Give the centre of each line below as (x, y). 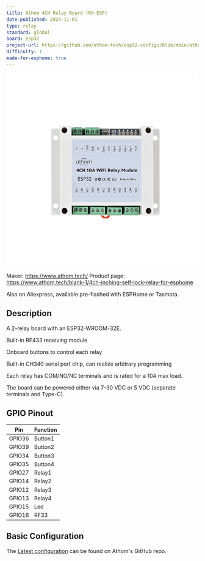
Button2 (45, 447)
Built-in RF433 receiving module (47, 340)
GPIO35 (19, 464)
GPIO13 (19, 498)
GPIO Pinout (30, 413)
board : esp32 (23, 39)
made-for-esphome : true (37, 58)
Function (46, 429)
